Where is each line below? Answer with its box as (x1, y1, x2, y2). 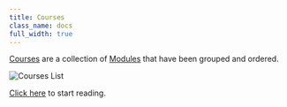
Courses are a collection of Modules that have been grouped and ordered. (9, 54, 280, 65)
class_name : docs (9, 21, 73, 30)
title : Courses (9, 12, 65, 22)
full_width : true (9, 29, 73, 38)
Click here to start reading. (9, 88, 106, 98)
